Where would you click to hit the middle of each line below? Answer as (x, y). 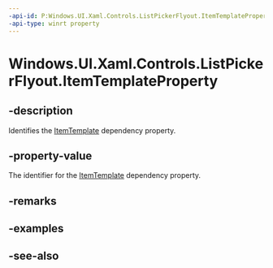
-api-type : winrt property (54, 24)
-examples (36, 229)
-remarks (32, 201)
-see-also (34, 256)
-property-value (50, 156)
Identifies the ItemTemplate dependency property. (92, 130)
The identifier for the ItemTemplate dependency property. (105, 175)
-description (41, 111)
